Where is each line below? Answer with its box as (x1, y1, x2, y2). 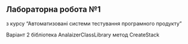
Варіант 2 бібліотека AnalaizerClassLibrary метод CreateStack (6, 31, 160, 38)
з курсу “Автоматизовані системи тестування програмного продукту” (6, 20, 182, 27)
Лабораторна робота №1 (6, 5, 101, 14)
